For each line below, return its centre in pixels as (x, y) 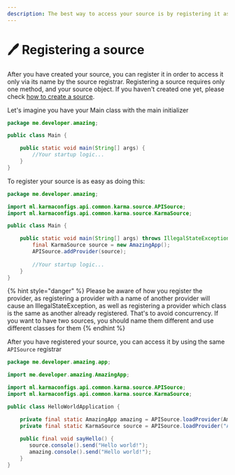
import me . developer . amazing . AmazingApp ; (69, 375)
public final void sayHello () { (67, 439)
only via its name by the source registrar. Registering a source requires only (116, 81)
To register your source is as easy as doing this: (76, 181)
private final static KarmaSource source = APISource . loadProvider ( (122, 426)
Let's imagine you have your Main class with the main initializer (98, 110)
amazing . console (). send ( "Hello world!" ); (90, 452)
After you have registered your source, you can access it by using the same (116, 342)
